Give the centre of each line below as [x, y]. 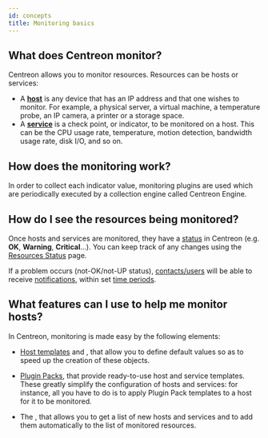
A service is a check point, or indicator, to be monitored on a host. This [137, 124]
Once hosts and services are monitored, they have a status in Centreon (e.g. [134, 238]
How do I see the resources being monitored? [124, 219]
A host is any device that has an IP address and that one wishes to [130, 99]
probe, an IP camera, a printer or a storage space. [102, 116]
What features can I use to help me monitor [118, 305]
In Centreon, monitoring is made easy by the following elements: [114, 336]
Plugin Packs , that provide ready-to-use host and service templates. [132, 376]
